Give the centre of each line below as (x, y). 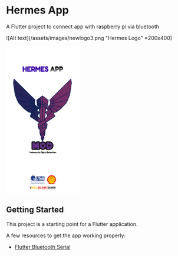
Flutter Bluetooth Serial (42, 247)
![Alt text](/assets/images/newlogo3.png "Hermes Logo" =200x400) (89, 38)
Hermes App (37, 10)
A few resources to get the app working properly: (66, 235)
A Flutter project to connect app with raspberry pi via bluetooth (83, 26)
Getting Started (35, 210)
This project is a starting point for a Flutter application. (72, 224)
